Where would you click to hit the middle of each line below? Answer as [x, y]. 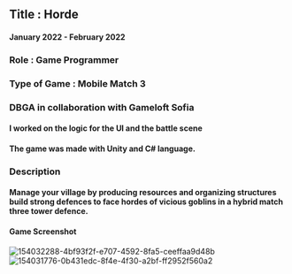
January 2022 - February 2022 [67, 37]
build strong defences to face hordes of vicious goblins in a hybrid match [146, 202]
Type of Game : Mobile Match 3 [77, 83]
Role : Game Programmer [64, 59]
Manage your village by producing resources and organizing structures [143, 193]
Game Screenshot [43, 232]
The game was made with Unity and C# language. [103, 148]
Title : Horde [44, 15]
